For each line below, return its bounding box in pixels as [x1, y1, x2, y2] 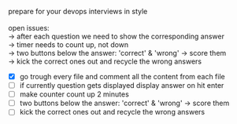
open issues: [8, 24, 50, 32]
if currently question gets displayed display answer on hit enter [19, 81, 224, 90]
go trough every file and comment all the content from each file [19, 72, 226, 81]
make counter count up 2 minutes [19, 89, 130, 99]
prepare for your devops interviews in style [8, 7, 148, 16]
